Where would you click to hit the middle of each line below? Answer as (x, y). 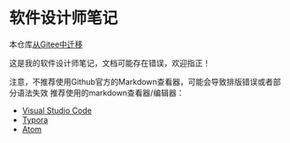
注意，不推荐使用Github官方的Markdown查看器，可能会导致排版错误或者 (141, 81)
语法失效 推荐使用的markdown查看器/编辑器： (100, 93)
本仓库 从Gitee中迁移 (46, 44)
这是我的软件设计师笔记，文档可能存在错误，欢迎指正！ (110, 63)
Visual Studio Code (57, 110)
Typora (35, 119)
